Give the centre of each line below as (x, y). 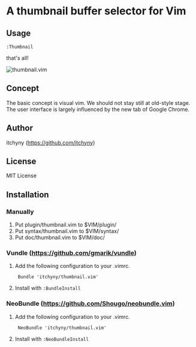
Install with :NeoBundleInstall (52, 339)
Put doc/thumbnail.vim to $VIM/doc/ (60, 237)
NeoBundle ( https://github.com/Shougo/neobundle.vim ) (91, 304)
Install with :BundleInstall (48, 288)
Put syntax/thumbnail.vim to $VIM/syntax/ (67, 231)
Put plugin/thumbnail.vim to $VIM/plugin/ (66, 225)
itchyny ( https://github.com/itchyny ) (51, 143)
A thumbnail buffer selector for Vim (96, 11)
